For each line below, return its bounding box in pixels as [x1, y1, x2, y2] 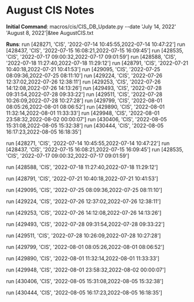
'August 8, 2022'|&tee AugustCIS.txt [6, 29, 94, 36]
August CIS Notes [6, 4, 95, 17]
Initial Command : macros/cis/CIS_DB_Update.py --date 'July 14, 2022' [6, 23, 176, 30]
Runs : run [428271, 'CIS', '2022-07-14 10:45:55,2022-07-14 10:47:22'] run [6, 41, 186, 48]
